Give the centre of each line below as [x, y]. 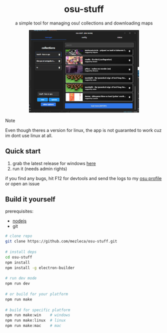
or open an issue [22, 183]
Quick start [23, 151]
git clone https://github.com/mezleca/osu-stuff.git [61, 241]
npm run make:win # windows [38, 315]
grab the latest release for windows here [54, 163]
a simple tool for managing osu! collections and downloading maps [84, 23]
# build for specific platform [38, 310]
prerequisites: [19, 211]
